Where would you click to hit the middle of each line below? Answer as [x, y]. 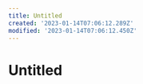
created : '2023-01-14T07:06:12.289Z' [71, 23]
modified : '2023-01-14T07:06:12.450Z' [73, 30]
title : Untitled [35, 16]
